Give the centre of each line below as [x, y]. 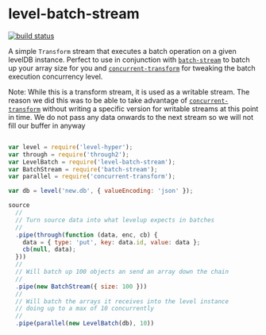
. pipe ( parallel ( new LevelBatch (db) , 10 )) [85, 323]
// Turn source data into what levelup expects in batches [115, 220]
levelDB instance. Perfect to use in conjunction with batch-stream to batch [129, 60]
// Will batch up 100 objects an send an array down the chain [122, 272]
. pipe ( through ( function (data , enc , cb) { [87, 235]
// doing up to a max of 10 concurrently [85, 309]
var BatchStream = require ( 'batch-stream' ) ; [83, 169]
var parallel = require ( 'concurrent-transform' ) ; [92, 177]
